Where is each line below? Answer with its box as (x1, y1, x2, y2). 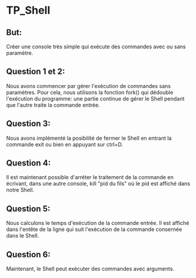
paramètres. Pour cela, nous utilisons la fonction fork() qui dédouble (6, 89, 174, 96)
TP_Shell (6, 4, 51, 17)
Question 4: (6, 158, 51, 168)
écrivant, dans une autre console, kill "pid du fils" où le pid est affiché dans (6, 180, 191, 188)
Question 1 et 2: (6, 67, 66, 77)
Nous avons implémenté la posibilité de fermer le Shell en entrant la (6, 135, 172, 142)
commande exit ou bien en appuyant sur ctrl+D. (6, 140, 123, 148)
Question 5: (6, 204, 51, 214)
